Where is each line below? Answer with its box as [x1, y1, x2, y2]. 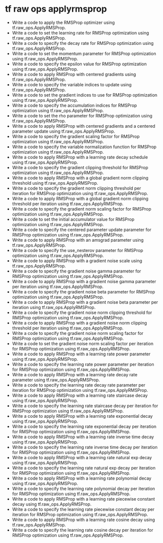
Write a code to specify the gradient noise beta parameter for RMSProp [12, 289, 155, 294]
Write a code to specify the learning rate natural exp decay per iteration [12, 465, 156, 471]
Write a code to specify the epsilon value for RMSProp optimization [12, 61, 147, 67]
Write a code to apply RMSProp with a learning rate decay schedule [12, 154, 148, 160]
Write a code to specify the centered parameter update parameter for [12, 227, 152, 233]
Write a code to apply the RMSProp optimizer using [12, 19, 115, 25]
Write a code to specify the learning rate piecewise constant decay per [12, 506, 155, 512]
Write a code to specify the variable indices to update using [12, 81, 132, 87]
